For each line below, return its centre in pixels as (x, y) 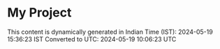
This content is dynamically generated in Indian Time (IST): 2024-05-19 (110, 32)
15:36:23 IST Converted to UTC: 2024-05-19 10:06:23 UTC (92, 39)
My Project (39, 13)
